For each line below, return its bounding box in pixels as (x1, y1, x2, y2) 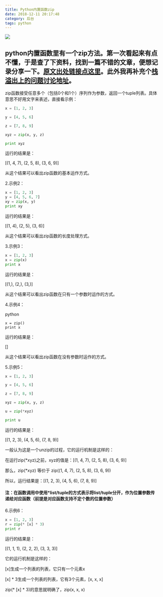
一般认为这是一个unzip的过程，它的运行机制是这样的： (5, 447, 114, 453)
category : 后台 (5, 16, 34, 21)
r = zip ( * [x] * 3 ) (5, 522, 45, 527)
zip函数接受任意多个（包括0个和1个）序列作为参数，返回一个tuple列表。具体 (5, 90, 158, 96)
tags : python (5, 20, 32, 26)
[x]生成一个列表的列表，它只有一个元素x (5, 566, 85, 572)
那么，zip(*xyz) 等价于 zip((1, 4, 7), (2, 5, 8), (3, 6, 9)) (5, 467, 111, 473)
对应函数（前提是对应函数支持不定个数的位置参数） (13, 496, 115, 502)
